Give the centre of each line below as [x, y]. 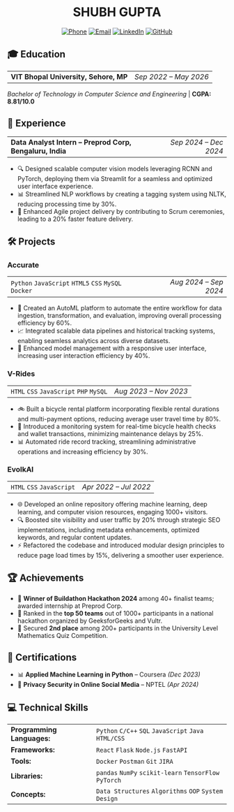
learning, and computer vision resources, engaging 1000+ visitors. [112, 512]
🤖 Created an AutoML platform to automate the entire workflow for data [119, 308]
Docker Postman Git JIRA [135, 762]
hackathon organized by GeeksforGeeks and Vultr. [90, 621]
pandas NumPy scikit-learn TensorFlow [158, 773]
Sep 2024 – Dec [197, 142]
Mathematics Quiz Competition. [63, 635]
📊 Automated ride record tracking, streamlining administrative [107, 442]
